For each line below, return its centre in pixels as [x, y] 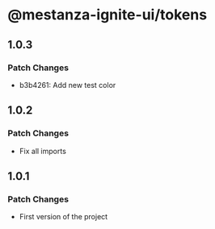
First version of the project [63, 217]
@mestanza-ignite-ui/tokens [107, 15]
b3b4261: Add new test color [67, 85]
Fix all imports [42, 151]
